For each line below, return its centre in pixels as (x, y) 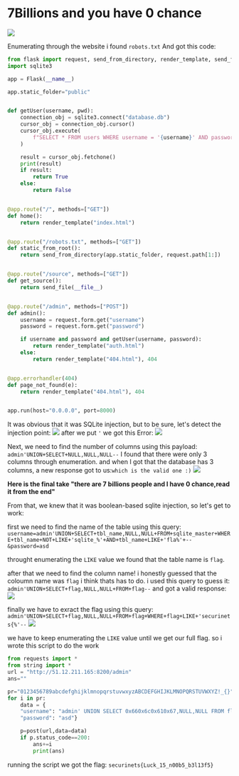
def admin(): (27, 313)
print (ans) (49, 751)
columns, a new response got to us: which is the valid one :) (100, 470)
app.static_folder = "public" (49, 92)
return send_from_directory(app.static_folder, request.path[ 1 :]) (121, 255)
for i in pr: (27, 698)
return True (51, 177)
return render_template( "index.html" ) (78, 223)
